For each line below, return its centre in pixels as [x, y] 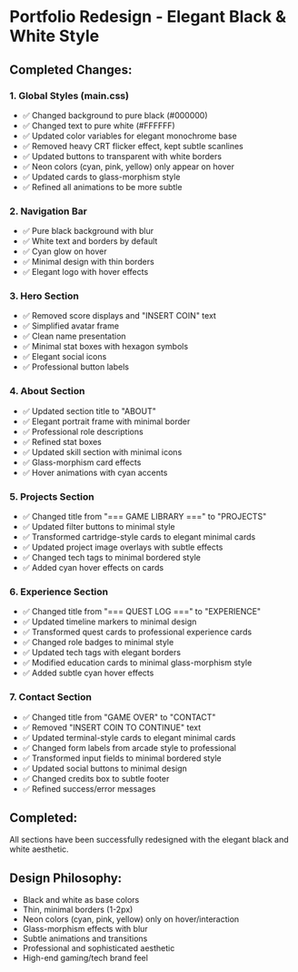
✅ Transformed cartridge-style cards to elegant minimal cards [139, 537]
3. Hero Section [44, 296]
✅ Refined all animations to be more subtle [102, 187]
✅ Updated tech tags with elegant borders [102, 653]
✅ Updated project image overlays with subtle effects [123, 547]
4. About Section [47, 391]
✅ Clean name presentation [74, 336]
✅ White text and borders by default [90, 241]
